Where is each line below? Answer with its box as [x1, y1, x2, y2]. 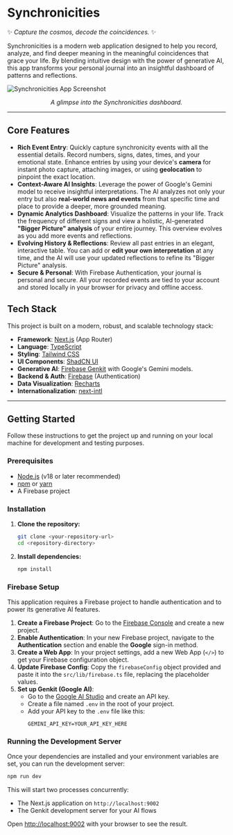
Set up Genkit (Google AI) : [17, 685, 94, 693]
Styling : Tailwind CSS [17, 350, 80, 358]
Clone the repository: [17, 519, 80, 528]
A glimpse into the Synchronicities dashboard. [51, 98, 182, 106]
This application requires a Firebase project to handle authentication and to [7, 598, 222, 606]
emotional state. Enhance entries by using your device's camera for [17, 157, 212, 166]
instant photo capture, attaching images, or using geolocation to [17, 165, 202, 173]
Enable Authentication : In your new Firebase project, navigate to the [17, 633, 215, 642]
